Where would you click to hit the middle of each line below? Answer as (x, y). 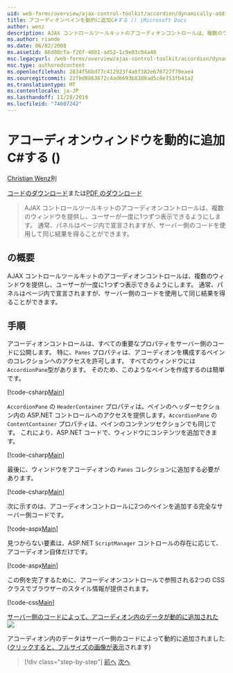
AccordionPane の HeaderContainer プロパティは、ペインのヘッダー (102, 407)
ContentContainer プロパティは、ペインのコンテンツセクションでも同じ (109, 424)
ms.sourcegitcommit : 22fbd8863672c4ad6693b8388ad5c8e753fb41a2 (101, 78)
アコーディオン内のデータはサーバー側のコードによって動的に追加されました (116, 638)
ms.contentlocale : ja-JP (43, 91)
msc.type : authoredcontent (46, 65)
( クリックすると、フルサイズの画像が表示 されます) (79, 647)
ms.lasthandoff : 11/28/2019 (48, 98)
